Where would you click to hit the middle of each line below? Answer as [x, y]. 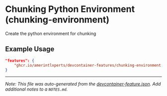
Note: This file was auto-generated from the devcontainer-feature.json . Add [83, 84]
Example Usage [30, 49]
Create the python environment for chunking [51, 33]
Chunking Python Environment [70, 9]
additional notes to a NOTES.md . [37, 89]
